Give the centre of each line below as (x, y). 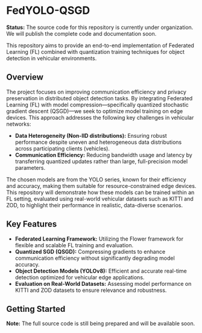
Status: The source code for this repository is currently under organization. (100, 27)
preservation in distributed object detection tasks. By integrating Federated (99, 98)
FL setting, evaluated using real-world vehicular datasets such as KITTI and (100, 199)
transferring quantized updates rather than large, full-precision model (101, 161)
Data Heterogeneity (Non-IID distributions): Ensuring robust (91, 135)
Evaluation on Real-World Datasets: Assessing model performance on (103, 283)
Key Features (32, 224)
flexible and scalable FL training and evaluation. (74, 245)
